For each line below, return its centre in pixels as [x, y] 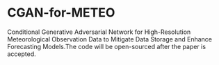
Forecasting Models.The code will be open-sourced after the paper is [107, 46]
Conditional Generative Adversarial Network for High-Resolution [99, 32]
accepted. [22, 54]
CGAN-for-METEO [61, 13]
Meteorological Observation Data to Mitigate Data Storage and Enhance [110, 39]
